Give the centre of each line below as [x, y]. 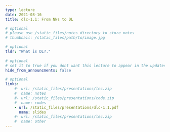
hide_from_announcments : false [38, 70]
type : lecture [20, 10]
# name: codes [30, 103]
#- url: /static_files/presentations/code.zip [64, 98]
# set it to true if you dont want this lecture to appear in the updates [86, 65]
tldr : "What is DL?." [28, 51]
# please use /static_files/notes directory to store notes [70, 33]
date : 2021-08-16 [24, 15]
